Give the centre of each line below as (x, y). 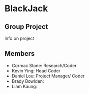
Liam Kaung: (24, 86)
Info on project (19, 38)
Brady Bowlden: (28, 81)
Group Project (26, 27)
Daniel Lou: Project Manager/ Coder (48, 76)
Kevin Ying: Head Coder (36, 70)
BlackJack (26, 9)
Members (20, 54)
